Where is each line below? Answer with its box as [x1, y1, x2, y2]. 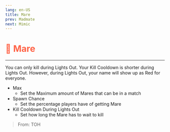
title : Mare [5, 12, 30, 17]
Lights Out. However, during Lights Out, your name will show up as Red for [5, 70, 160, 76]
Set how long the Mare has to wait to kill [20, 112, 104, 118]
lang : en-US [5, 7, 30, 13]
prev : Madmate [5, 17, 35, 22]
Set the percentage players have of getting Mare [20, 101, 121, 107]
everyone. [5, 75, 26, 81]
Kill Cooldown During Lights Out [12, 106, 79, 112]
